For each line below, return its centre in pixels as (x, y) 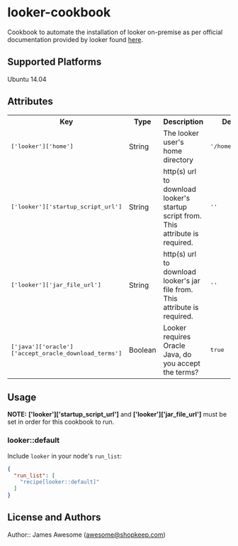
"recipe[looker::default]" (60, 482)
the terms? (181, 372)
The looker (181, 133)
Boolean (142, 350)
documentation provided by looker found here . (75, 39)
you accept (181, 363)
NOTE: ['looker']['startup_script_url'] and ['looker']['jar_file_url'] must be (117, 414)
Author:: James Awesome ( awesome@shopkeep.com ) (87, 535)
